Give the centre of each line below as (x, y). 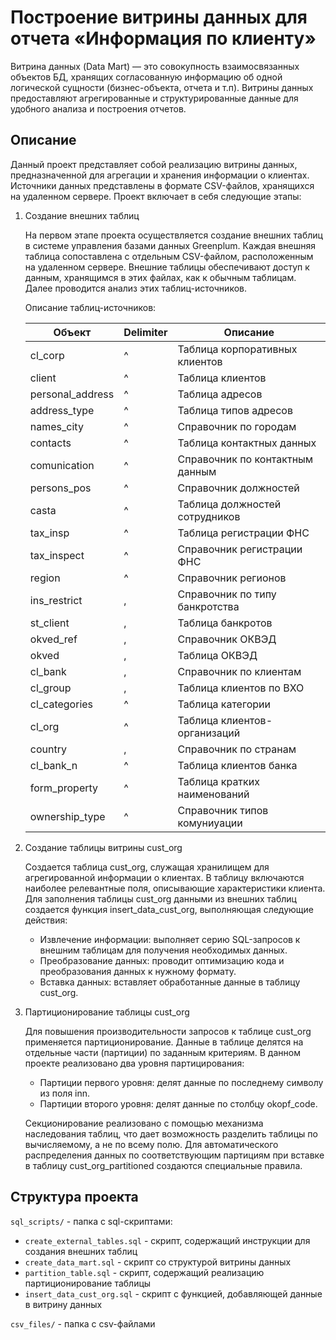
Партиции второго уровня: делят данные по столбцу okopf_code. (178, 1103)
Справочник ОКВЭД (227, 639)
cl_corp (47, 355)
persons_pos (60, 488)
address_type (62, 410)
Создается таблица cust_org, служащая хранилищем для (147, 867)
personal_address (72, 394)
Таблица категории (224, 704)
